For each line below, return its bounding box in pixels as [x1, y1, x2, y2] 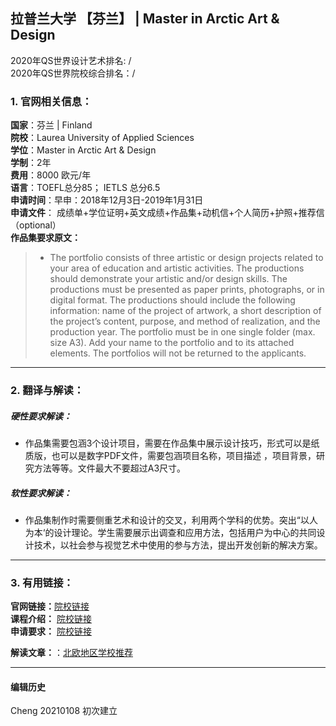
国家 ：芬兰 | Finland [10, 119, 93, 131]
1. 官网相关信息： [10, 94, 93, 108]
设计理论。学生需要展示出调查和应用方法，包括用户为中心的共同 [53, 526, 317, 538]
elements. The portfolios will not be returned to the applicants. [49, 347, 307, 359]
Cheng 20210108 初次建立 [10, 705, 118, 717]
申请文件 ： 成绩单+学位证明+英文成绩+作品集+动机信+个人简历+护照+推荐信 [10, 207, 325, 219]
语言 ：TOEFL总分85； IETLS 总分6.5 [10, 182, 161, 194]
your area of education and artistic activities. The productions [49, 262, 305, 274]
